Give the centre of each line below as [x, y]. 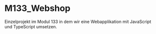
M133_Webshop [37, 8]
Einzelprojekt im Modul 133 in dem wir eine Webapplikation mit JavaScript [78, 22]
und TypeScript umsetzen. [31, 26]
